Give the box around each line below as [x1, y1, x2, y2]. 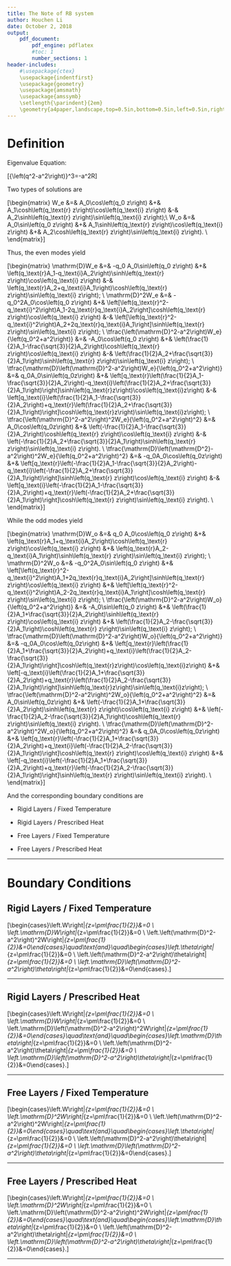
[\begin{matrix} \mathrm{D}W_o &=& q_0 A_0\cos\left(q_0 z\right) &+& [7, 529, 206, 537]
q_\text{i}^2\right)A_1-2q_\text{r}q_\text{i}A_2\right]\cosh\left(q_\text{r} [7, 305, 206, 314]
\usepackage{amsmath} [19, 87, 81, 94]
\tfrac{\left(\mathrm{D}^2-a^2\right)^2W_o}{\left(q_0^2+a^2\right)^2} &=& [7, 690, 216, 698]
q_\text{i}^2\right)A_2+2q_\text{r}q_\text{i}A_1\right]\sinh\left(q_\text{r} [7, 320, 205, 328]
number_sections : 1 [32, 55, 88, 62]
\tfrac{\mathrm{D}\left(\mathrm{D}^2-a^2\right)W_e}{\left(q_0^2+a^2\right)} [7, 364, 223, 372]
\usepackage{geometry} [19, 81, 85, 87]
